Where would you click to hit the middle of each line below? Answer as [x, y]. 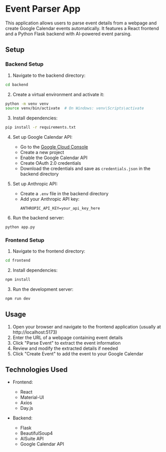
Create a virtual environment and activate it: [58, 94]
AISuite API [32, 438]
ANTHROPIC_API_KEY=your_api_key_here [60, 208]
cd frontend [18, 261]
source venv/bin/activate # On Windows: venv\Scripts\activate [75, 108]
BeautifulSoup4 [37, 433]
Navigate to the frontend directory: [49, 251]
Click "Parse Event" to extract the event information [67, 343]
